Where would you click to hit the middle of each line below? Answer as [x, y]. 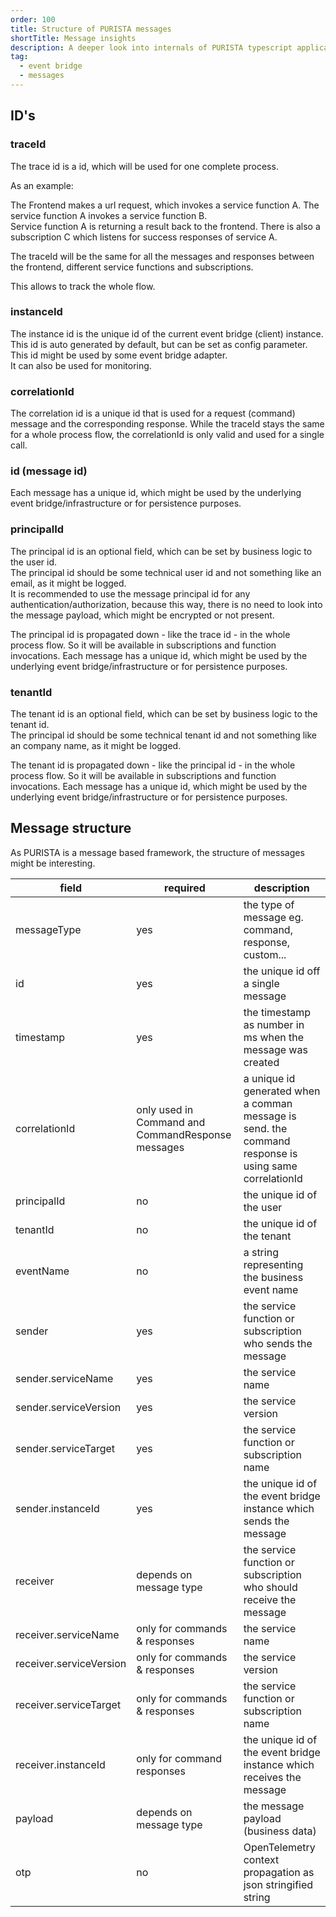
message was [275, 1049]
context [261, 1859]
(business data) [280, 1831]
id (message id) [49, 471]
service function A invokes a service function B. [109, 215]
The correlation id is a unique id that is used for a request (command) [153, 413]
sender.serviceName [64, 1378]
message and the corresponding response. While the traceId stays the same [167, 424]
